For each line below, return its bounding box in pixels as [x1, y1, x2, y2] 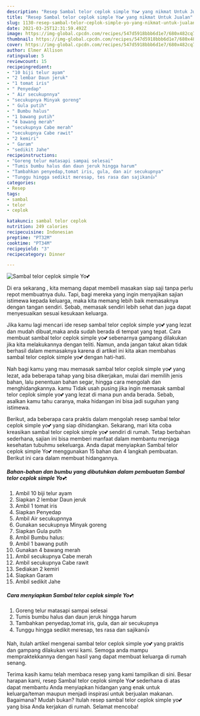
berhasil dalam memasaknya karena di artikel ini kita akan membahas [7, 347, 176, 354]
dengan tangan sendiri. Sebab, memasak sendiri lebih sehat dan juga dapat [7, 303, 192, 311]
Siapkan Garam [15, 572, 53, 579]
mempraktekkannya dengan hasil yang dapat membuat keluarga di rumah [7, 653, 186, 660]
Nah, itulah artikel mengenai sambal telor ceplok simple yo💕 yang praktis [7, 640, 185, 647]
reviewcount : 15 [7, 58, 47, 64]
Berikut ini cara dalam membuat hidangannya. [7, 455, 119, 462]
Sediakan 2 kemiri [15, 565, 59, 573]
